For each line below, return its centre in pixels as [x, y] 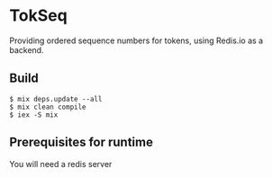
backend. [27, 49]
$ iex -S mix [34, 115]
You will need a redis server [61, 164]
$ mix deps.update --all [56, 99]
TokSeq [38, 16]
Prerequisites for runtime [81, 142]
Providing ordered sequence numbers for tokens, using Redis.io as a [136, 40]
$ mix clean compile [48, 107]
